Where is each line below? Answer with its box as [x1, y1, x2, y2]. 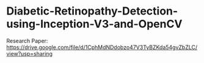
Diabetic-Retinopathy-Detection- [6, 4, 178, 18]
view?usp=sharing [6, 50, 53, 57]
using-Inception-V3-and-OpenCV [6, 17, 183, 31]
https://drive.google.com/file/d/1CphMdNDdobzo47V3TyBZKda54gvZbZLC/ [6, 44, 198, 51]
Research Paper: [6, 37, 48, 44]
